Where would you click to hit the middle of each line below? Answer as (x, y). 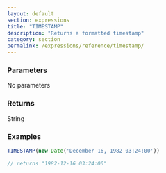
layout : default (31, 14)
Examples (24, 136)
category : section (34, 40)
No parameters (29, 85)
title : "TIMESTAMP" (35, 26)
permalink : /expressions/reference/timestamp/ (76, 46)
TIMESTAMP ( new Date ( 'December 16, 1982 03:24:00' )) (83, 151)
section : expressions (39, 20)
